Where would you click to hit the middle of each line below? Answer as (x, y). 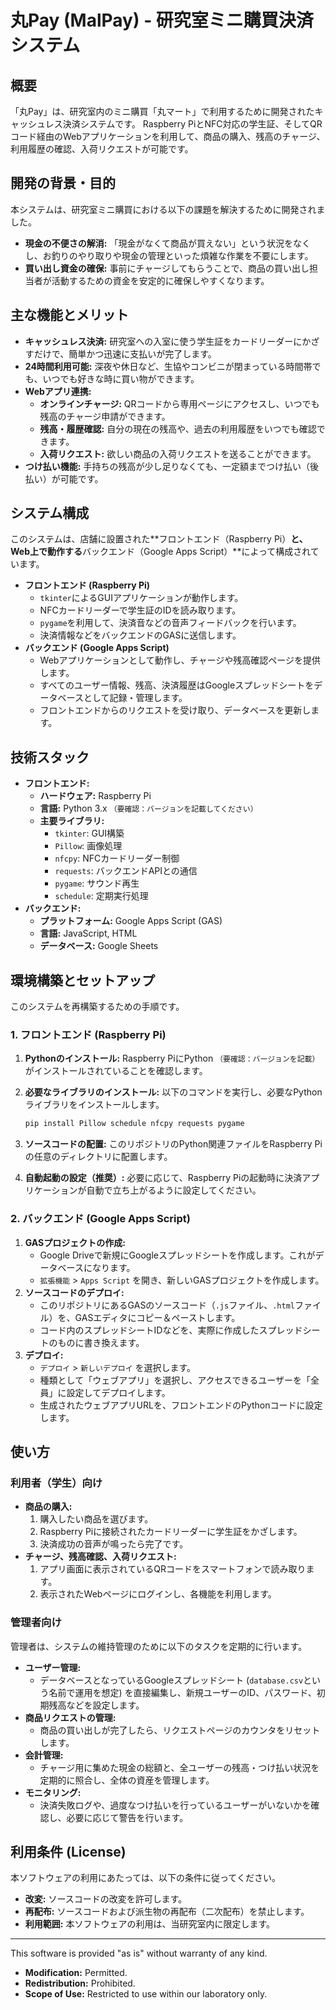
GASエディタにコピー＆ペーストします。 (157, 1317)
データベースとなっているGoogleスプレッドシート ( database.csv (171, 1680)
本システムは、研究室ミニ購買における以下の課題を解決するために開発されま (168, 209)
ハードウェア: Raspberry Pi (95, 796)
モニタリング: (53, 1792)
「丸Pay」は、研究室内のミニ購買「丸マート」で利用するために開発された (162, 111)
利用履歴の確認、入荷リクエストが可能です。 (102, 149)
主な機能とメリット (69, 315)
